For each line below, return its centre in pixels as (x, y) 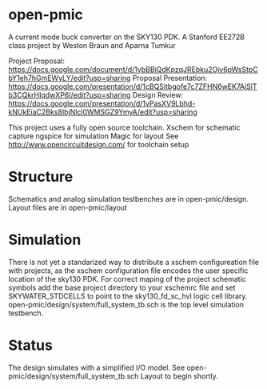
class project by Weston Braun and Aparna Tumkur (92, 45)
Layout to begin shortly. (179, 376)
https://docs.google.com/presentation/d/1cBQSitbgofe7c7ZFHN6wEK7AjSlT (133, 86)
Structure (41, 177)
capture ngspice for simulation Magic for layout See (94, 136)
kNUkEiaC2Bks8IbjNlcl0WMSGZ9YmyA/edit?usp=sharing (103, 112)
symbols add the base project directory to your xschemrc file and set (122, 287)
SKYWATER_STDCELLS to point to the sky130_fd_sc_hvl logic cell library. (128, 296)
